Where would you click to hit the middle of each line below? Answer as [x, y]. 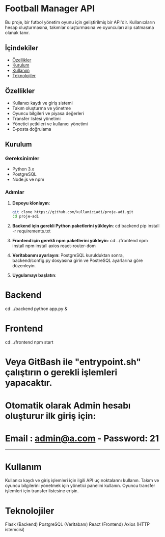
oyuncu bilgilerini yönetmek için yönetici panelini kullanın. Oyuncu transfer [80, 486]
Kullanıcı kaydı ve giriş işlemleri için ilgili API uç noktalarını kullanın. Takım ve [82, 480]
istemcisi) [15, 530]
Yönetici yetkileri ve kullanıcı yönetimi [50, 124]
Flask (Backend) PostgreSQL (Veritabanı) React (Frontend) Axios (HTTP [77, 524]
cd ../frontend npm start [29, 342]
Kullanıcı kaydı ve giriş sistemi [42, 103]
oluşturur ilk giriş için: [51, 416]
